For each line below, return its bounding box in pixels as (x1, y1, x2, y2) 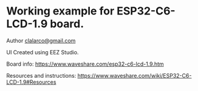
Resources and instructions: (6, 72, 77, 79)
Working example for (6, 4, 115, 18)
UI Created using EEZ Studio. (6, 48, 79, 55)
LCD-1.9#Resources (6, 78, 56, 86)
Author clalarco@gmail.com (6, 37, 76, 44)
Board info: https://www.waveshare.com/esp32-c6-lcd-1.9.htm (6, 60, 164, 67)
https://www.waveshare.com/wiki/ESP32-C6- (77, 72, 192, 79)
